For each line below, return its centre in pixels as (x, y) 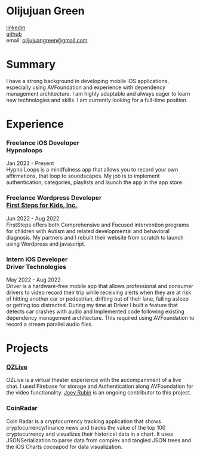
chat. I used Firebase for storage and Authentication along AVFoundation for (100, 386)
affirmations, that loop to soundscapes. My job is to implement (83, 176)
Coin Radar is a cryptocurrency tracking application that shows (84, 421)
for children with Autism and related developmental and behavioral (88, 231)
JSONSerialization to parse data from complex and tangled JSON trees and (99, 440)
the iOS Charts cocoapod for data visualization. (64, 446)
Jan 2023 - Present (30, 163)
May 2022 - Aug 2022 (33, 280)
